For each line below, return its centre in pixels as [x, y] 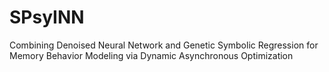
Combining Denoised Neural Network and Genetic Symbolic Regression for [164, 45]
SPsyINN [47, 17]
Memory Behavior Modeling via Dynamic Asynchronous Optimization [151, 55]
